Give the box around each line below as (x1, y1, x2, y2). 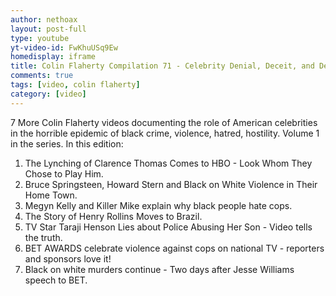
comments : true (10, 71, 74, 81)
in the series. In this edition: (10, 137, 124, 150)
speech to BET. (24, 274, 88, 286)
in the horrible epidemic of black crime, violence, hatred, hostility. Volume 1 (10, 127, 320, 139)
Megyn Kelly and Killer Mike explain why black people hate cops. (24, 199, 293, 211)
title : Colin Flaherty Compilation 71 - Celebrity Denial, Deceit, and (10, 61, 315, 71)
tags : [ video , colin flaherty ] (10, 80, 141, 90)
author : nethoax (10, 14, 78, 25)
